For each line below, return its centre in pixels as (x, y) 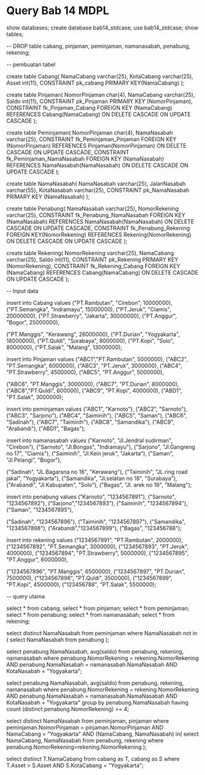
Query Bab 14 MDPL (58, 11)
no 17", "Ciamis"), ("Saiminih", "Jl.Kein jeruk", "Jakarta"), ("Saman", (90, 453)
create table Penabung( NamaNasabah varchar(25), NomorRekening (93, 208)
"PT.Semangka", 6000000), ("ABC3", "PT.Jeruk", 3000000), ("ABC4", (94, 365)
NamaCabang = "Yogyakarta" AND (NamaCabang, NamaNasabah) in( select (102, 734)
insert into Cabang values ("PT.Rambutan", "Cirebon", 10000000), (89, 303)
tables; (15, 34)
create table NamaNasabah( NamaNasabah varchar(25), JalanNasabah (96, 183)
